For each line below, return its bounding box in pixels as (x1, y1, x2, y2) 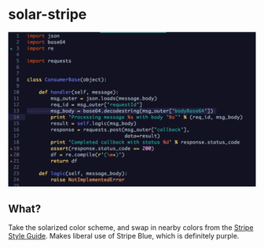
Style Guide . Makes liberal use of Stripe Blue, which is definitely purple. (8, 232, 240, 241)
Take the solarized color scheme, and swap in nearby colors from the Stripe (8, 223, 254, 232)
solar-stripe (8, 5, 87, 24)
